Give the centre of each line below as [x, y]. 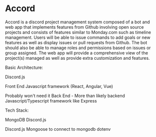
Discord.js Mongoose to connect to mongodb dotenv [58, 129]
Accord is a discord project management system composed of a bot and [78, 22]
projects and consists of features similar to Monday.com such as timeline [78, 32]
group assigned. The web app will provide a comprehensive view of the [77, 53]
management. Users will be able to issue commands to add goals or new [78, 37]
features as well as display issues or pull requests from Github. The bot [76, 42]
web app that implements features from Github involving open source [75, 27]
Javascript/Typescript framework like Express [51, 101]
